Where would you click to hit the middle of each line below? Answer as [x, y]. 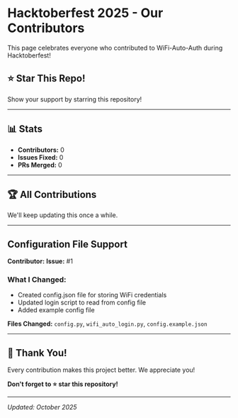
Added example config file [56, 310]
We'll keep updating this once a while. [63, 215]
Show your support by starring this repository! [75, 99]
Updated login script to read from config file [82, 302]
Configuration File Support [67, 244]
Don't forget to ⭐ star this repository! [63, 384]
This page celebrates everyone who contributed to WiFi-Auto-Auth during [115, 48]
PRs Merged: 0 [40, 165]
